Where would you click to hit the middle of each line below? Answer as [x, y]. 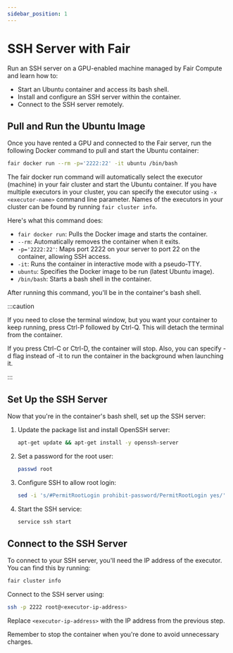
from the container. [35, 335]
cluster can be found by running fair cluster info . [82, 207]
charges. [20, 642]
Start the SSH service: [50, 509]
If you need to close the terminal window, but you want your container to [112, 320]
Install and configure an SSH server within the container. [99, 96]
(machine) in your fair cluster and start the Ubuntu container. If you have [112, 184]
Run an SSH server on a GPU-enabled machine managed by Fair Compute [115, 68]
